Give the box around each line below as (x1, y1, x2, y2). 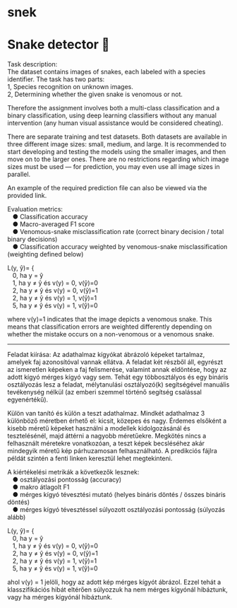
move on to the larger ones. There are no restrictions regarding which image (7, 155, 229, 163)
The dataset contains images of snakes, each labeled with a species (7, 68, 206, 76)
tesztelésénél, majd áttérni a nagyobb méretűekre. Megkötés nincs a (7, 432, 207, 440)
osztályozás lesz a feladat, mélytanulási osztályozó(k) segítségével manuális (7, 380, 230, 389)
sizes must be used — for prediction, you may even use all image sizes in (7, 163, 220, 171)
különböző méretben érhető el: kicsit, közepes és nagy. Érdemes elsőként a (7, 416, 227, 425)
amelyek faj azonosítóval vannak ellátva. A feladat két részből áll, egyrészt (7, 358, 224, 366)
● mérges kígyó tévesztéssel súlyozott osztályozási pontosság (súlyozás (12, 505, 226, 514)
